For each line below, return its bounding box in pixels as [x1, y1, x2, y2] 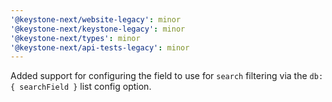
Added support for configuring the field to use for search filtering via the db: [10, 70, 324, 82]
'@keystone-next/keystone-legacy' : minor [10, 24, 186, 34]
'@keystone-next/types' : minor [10, 33, 141, 43]
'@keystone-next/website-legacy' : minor [10, 14, 182, 25]
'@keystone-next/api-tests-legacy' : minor [10, 42, 190, 53]
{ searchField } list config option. [10, 81, 152, 93]
